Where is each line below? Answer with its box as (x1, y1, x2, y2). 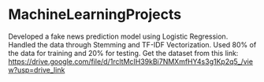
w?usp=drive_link (8, 65, 65, 74)
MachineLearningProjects (8, 6, 182, 24)
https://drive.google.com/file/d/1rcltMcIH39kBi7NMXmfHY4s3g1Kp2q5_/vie (8, 57, 254, 66)
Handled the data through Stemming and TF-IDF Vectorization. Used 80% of (8, 39, 257, 49)
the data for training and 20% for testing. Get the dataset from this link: (8, 48, 239, 58)
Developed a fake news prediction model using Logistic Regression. (8, 32, 229, 41)
